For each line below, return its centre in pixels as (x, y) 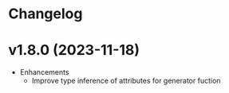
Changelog (45, 14)
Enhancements (44, 72)
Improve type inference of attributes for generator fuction (126, 81)
